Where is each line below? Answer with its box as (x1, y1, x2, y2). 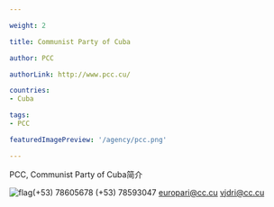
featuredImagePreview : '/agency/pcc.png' (9, 135, 168, 144)
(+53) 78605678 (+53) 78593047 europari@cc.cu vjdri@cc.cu (32, 186, 265, 198)
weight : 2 (9, 21, 47, 30)
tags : (9, 111, 30, 120)
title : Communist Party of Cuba (9, 37, 131, 46)
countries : (9, 86, 50, 95)
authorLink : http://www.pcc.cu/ (9, 69, 131, 79)
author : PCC (9, 53, 54, 63)
